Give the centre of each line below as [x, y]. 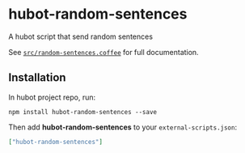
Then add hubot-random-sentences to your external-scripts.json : [122, 127]
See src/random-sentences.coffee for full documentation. [104, 52]
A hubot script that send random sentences [81, 36]
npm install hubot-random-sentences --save [83, 112]
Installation [37, 78]
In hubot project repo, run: [52, 97]
